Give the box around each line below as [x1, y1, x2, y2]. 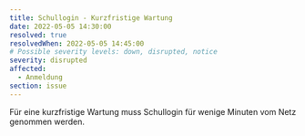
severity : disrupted [9, 56, 88, 65]
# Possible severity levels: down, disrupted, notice [9, 47, 219, 57]
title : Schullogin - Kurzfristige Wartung [9, 13, 173, 23]
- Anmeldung [17, 73, 64, 82]
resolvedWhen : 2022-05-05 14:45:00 [9, 38, 145, 48]
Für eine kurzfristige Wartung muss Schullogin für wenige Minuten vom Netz [9, 106, 297, 117]
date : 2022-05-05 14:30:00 [9, 22, 112, 31]
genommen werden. [9, 116, 85, 127]
